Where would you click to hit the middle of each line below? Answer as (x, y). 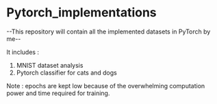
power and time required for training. (58, 93)
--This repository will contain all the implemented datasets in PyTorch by (108, 31)
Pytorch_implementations (81, 13)
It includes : (23, 52)
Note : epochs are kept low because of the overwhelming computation (106, 86)
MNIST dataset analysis (50, 65)
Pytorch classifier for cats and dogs (66, 73)
